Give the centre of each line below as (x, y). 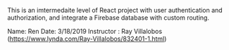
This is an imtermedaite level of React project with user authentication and (115, 10)
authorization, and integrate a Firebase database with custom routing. (109, 18)
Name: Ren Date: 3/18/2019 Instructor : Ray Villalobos (85, 31)
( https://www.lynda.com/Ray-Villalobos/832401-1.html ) (87, 39)
